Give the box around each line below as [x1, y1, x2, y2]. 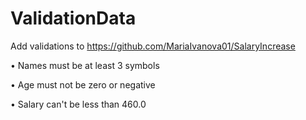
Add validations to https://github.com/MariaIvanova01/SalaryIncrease [10, 40, 296, 52]
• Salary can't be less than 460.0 [10, 98, 147, 110]
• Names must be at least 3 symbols [10, 59, 160, 71]
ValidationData [10, 7, 137, 30]
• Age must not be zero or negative [10, 78, 156, 91]
